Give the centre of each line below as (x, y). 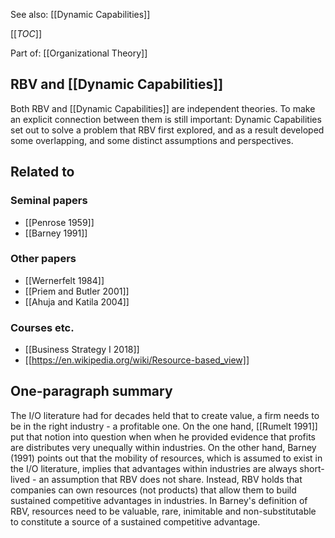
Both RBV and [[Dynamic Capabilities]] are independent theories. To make (163, 108)
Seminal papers (49, 201)
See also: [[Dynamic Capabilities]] (80, 14)
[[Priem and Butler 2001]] (77, 291)
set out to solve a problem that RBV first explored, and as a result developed (167, 130)
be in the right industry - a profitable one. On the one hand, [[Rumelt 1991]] (164, 426)
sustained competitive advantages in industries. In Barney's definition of (159, 500)
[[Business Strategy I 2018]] (82, 350)
